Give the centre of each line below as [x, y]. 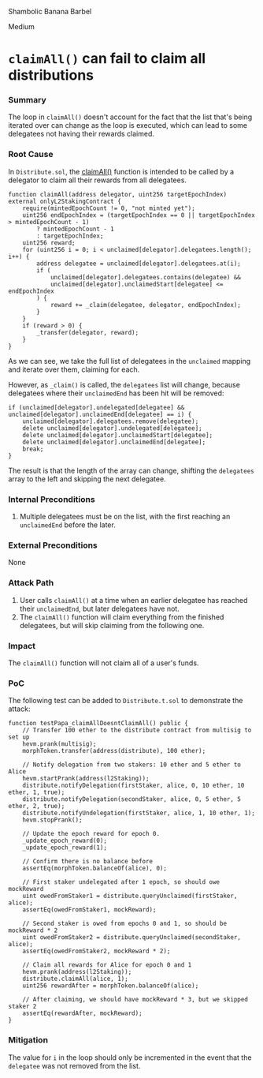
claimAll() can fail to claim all [107, 59]
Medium [22, 26]
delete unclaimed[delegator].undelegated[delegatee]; [112, 428]
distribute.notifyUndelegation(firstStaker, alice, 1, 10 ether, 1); [139, 813]
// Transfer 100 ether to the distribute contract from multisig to [137, 730]
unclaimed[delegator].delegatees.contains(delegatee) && [146, 277]
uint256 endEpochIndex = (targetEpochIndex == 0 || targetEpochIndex [139, 215]
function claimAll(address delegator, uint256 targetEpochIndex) [117, 194]
